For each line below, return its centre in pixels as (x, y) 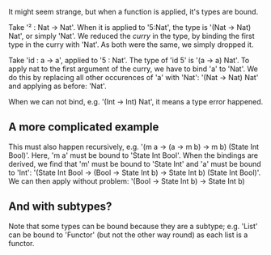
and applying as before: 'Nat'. (57, 86)
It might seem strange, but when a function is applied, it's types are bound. (133, 12)
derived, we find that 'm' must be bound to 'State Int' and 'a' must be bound (135, 164)
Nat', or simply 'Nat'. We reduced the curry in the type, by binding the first (131, 36)
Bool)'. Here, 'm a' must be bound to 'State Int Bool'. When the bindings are (133, 155)
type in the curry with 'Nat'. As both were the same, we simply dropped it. (131, 45)
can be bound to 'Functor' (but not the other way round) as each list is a (128, 235)
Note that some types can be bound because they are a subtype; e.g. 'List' (133, 226)
